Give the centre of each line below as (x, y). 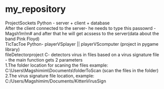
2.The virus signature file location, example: (50, 76)
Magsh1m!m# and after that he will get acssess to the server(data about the (82, 33)
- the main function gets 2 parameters (44, 60)
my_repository (35, 9)
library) (12, 49)
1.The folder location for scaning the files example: (56, 65)
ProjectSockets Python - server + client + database (57, 23)
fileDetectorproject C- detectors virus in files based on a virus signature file (82, 54)
